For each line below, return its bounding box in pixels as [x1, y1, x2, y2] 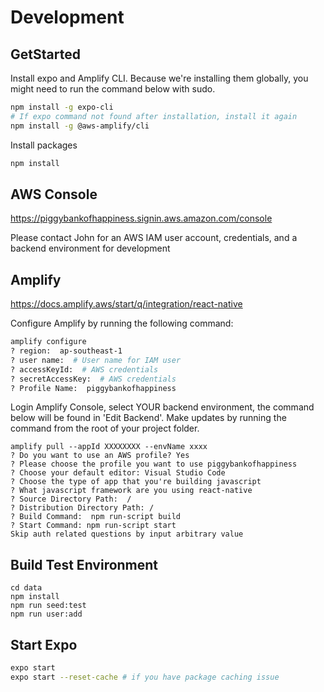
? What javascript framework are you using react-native [10, 486, 253, 496]
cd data [10, 583, 43, 593]
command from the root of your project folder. [10, 422, 200, 435]
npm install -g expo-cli [10, 102, 114, 112]
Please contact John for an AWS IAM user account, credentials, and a [10, 232, 298, 244]
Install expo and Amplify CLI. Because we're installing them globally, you [10, 72, 309, 84]
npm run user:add [10, 609, 83, 620]
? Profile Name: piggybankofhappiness [10, 383, 177, 393]
